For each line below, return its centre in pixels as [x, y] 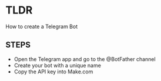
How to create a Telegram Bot [41, 26]
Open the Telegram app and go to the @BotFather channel [85, 59]
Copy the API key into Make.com [53, 72]
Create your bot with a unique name [57, 65]
